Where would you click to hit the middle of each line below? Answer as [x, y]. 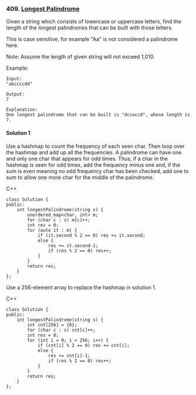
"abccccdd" [19, 84]
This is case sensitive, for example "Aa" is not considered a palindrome [92, 39]
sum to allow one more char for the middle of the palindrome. [80, 177]
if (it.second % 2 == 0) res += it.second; [91, 235]
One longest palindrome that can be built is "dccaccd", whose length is [98, 115]
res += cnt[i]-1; [69, 356]
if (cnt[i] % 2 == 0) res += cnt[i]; [84, 345]
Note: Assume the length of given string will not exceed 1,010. [80, 57]
